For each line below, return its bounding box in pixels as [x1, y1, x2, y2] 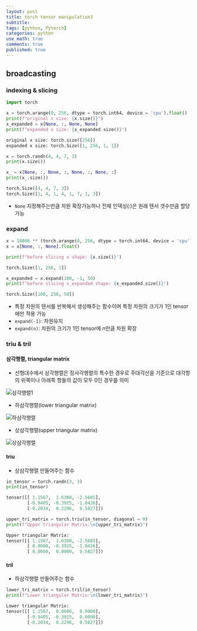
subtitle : [6, 19, 30, 25]
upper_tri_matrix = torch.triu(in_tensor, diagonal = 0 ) [6, 516, 148, 522]
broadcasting [6, 69, 57, 79]
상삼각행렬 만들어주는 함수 [14, 467, 75, 474]
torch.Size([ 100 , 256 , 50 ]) [6, 292, 75, 298]
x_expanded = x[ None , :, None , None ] [6, 121, 98, 127]
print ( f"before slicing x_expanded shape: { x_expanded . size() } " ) [6, 281, 169, 287]
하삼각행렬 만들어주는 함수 [14, 575, 75, 582]
